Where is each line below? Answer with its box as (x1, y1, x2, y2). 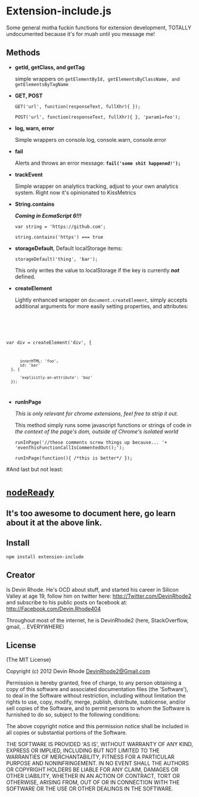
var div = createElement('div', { (6, 339, 92, 345)
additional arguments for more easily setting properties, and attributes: (14, 302, 189, 309)
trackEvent (14, 171, 43, 178)
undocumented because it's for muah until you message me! (6, 30, 155, 37)
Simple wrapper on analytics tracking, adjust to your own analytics (14, 182, 179, 190)
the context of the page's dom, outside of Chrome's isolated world (14, 428, 179, 435)
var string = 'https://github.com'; (14, 223, 106, 230)
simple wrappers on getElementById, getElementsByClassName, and (14, 75, 180, 82)
